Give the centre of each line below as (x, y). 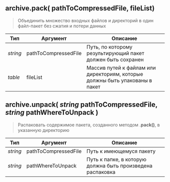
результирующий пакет (115, 53)
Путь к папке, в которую (116, 159)
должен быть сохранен (115, 59)
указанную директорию (44, 130)
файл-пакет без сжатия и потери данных (62, 26)
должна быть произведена (119, 165)
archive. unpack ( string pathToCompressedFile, (81, 105)
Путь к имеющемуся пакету (121, 151)
